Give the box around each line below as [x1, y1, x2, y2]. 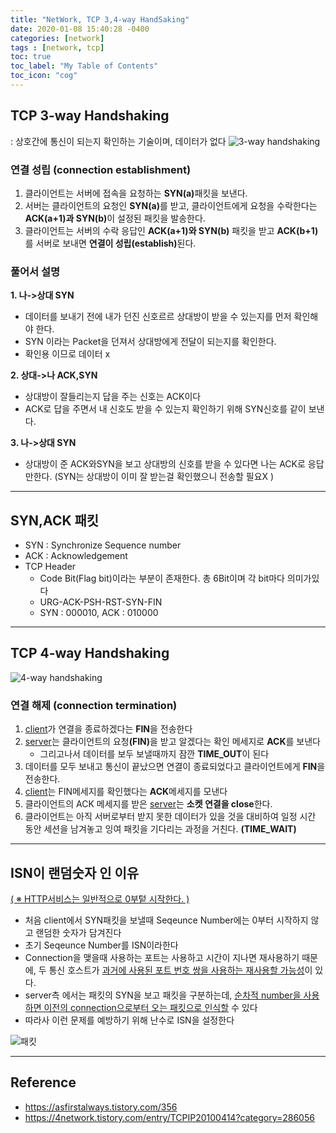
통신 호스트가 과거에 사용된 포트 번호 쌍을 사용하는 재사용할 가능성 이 [48, 964, 313, 976]
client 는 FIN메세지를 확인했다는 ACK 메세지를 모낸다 [24, 786, 228, 798]
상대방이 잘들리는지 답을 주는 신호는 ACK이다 [24, 391, 202, 403]
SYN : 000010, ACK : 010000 [39, 607, 159, 619]
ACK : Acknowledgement [24, 550, 128, 562]
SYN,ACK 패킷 [10, 512, 100, 529]
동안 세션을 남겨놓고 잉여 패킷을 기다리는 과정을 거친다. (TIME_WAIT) [24, 823, 297, 835]
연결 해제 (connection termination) [10, 698, 178, 712]
